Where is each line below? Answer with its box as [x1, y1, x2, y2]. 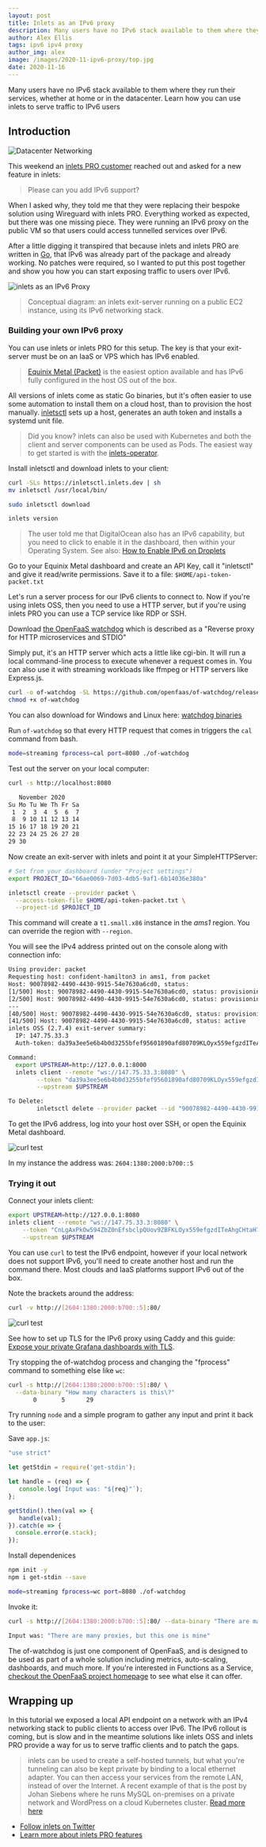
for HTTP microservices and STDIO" [8, 633, 127, 642]
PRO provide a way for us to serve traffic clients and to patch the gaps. [8, 1741, 240, 1750]
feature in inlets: [8, 170, 61, 179]
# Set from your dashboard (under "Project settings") [8, 867, 193, 875]
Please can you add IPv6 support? [27, 185, 140, 194]
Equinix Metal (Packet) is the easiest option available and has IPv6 [27, 366, 244, 377]
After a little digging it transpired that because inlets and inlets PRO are [8, 241, 239, 250]
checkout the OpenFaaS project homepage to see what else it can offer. [8, 1671, 243, 1681]
